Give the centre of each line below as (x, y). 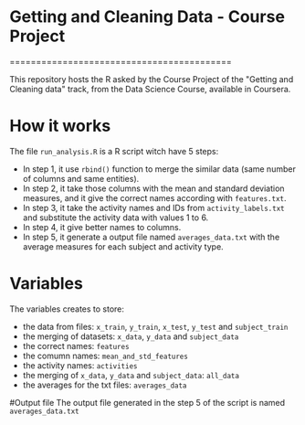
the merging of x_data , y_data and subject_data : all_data (131, 375)
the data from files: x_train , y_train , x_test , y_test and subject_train (155, 326)
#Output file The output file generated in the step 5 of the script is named (147, 402)
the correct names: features (76, 345)
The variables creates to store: (67, 309)
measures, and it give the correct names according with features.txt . (154, 197)
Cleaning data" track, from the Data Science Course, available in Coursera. (150, 89)
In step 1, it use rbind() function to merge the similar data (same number (159, 169)
